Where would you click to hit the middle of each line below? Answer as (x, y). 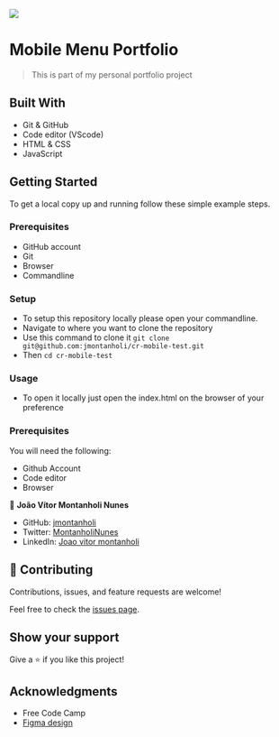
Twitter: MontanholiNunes (70, 531)
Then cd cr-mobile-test (67, 355)
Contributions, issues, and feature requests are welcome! (116, 592)
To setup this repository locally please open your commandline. (140, 318)
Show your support (64, 637)
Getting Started (54, 182)
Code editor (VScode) (63, 134)
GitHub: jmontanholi (59, 522)
